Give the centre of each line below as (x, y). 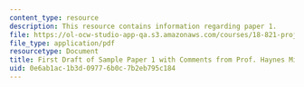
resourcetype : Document (54, 52)
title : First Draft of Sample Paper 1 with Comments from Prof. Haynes (147, 60)
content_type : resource (54, 18)
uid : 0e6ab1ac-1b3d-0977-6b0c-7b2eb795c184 (93, 69)
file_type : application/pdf (62, 43)
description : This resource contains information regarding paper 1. (143, 26)
